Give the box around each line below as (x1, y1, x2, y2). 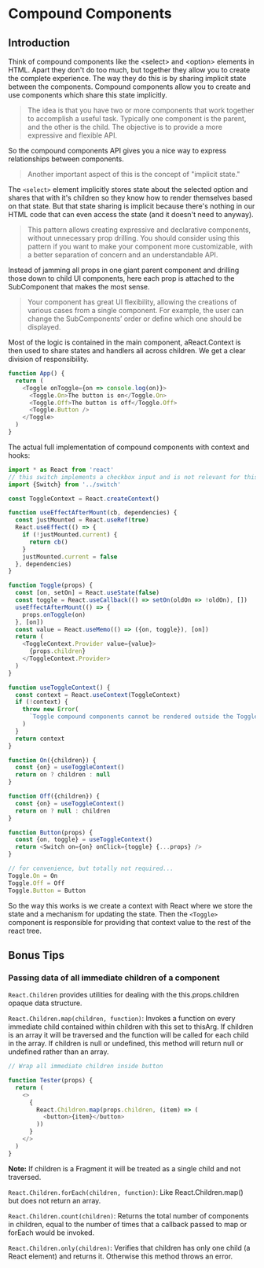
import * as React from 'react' (8, 466, 114, 474)
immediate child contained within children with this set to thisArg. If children (8, 1022, 254, 1031)
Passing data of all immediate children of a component (8, 972, 220, 983)
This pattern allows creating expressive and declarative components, (27, 225, 251, 234)
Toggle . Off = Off (8, 879, 65, 887)
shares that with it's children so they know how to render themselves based (8, 194, 253, 202)
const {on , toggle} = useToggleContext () (15, 835, 153, 844)
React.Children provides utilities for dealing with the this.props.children (8, 990, 240, 1000)
